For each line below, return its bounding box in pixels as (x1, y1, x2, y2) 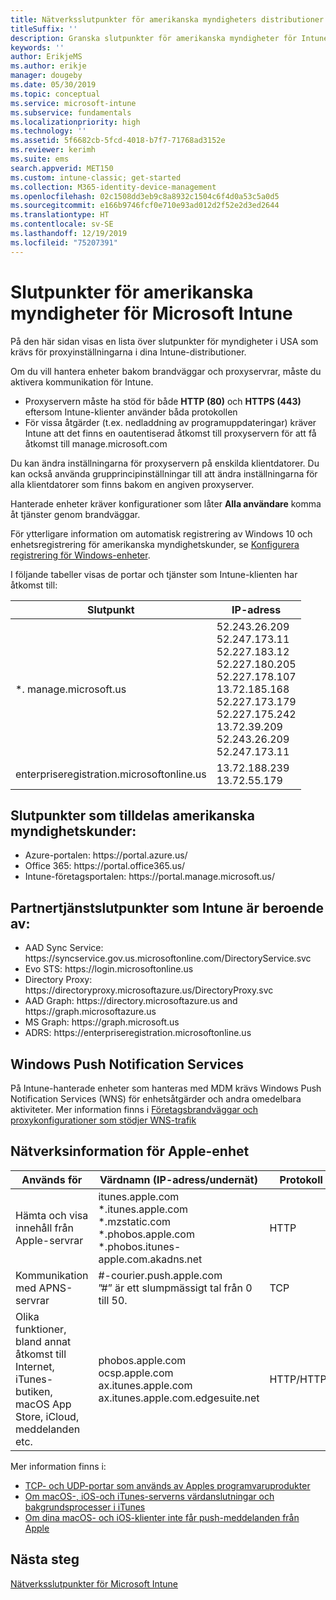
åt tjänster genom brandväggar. (10, 508, 141, 520)
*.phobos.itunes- (98, 1239, 182, 1253)
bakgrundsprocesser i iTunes (24, 1501, 146, 1513)
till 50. (98, 1293, 128, 1307)
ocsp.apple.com (98, 1366, 174, 1380)
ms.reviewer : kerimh (10, 145, 97, 155)
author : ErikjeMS (10, 52, 83, 62)
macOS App (15, 1397, 72, 1411)
